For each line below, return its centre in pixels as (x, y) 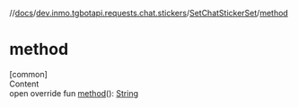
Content (24, 84)
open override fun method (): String (74, 93)
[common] (28, 74)
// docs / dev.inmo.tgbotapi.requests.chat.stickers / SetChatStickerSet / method (149, 13)
